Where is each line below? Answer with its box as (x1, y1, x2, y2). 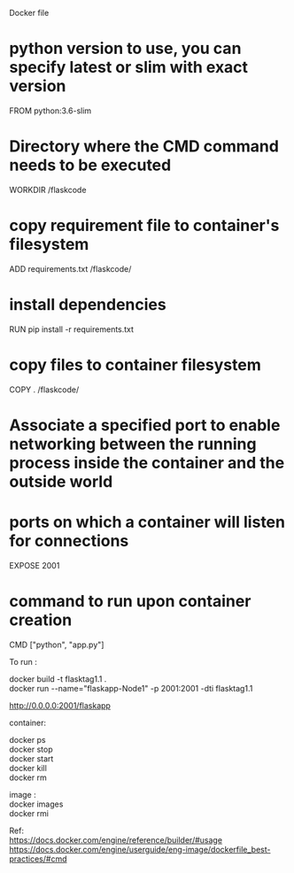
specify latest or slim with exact (9, 58, 249, 78)
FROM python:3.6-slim (9, 105, 92, 116)
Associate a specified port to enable (9, 415, 281, 435)
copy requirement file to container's (9, 216, 280, 236)
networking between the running (9, 434, 257, 454)
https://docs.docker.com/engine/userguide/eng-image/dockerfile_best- (9, 844, 271, 854)
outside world (9, 471, 113, 491)
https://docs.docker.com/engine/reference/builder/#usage (9, 834, 223, 845)
